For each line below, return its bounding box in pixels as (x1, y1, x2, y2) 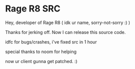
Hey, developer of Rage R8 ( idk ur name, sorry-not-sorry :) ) (5, 19, 130, 25)
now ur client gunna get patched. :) (5, 58, 77, 64)
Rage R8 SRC (5, 3, 61, 14)
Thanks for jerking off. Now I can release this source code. (5, 29, 126, 35)
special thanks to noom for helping (5, 48, 76, 54)
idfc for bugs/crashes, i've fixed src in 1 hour (5, 38, 97, 45)
